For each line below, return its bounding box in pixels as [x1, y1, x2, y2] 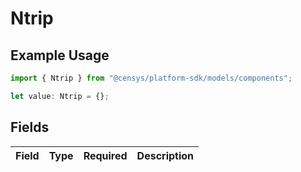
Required [83, 148, 128, 162]
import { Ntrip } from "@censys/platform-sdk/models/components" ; [10, 73, 293, 83]
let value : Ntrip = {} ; [10, 91, 110, 101]
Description [136, 148, 195, 162]
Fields [10, 119, 50, 136]
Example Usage [10, 47, 110, 64]
